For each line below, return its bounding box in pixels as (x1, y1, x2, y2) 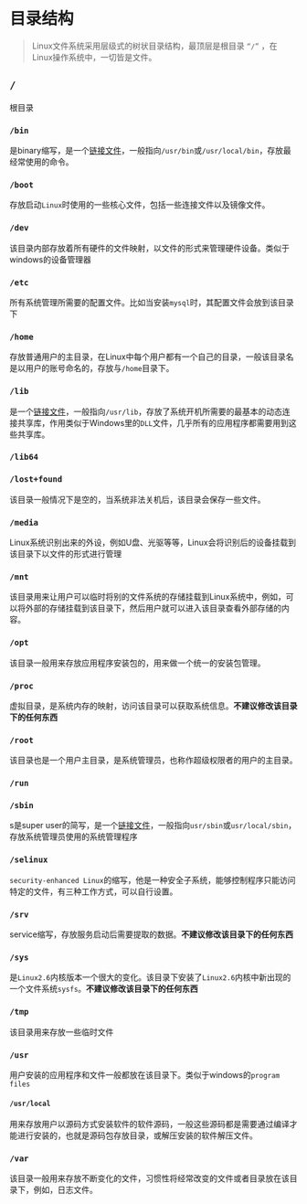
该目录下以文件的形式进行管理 (9, 549, 122, 559)
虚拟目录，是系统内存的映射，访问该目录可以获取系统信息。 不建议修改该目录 (9, 700, 298, 711)
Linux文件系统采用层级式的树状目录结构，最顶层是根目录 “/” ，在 (31, 40, 278, 51)
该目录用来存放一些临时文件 (9, 1026, 114, 1038)
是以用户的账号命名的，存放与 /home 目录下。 (9, 363, 175, 374)
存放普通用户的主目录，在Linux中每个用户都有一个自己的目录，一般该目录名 (9, 351, 294, 362)
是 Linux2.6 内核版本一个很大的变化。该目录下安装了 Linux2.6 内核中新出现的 (9, 972, 291, 983)
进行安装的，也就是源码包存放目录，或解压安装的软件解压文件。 (16, 1130, 258, 1141)
